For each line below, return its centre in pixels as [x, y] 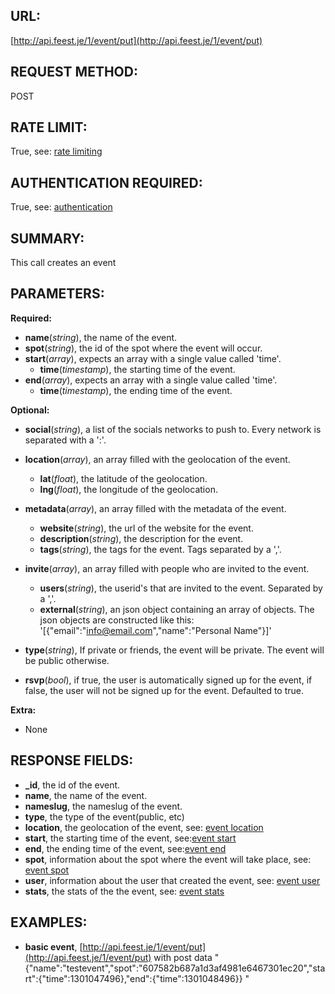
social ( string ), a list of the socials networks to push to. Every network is [173, 429]
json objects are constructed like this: [117, 620]
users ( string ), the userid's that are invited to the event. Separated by [181, 588]
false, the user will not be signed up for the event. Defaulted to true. [164, 690]
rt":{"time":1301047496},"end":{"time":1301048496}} [133, 978]
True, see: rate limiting [56, 151]
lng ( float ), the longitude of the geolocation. [128, 489]
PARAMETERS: [57, 294]
